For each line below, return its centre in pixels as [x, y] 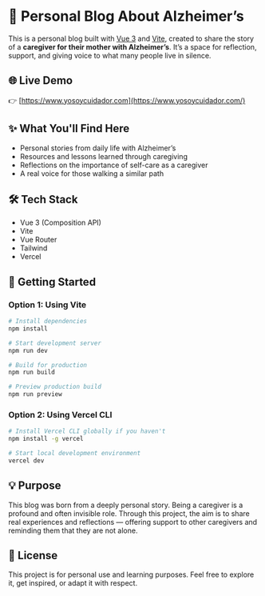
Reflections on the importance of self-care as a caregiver [114, 165]
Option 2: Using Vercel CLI [60, 414]
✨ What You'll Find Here [69, 128]
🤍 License [33, 556]
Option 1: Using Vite [47, 305]
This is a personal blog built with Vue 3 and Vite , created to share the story [131, 38]
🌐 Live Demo [41, 80]
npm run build [32, 372]
